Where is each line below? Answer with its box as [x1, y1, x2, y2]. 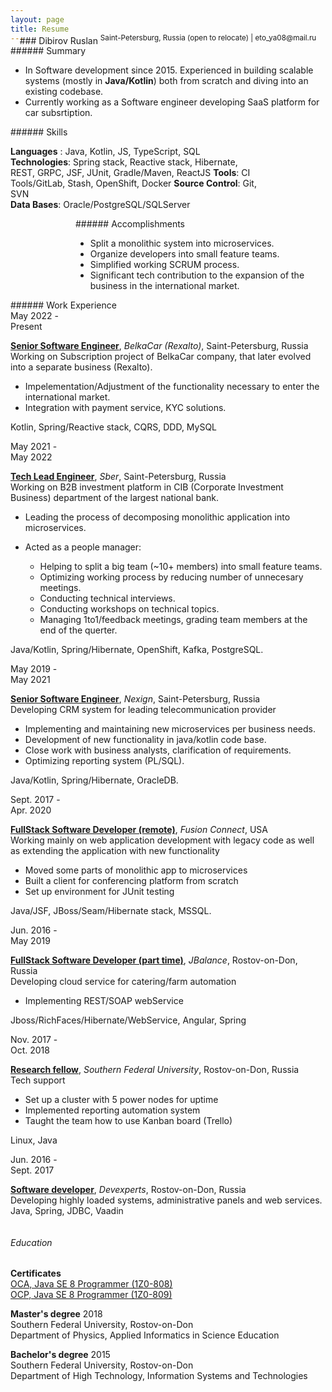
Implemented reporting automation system [24, 1104, 201, 1116]
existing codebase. [24, 86, 104, 98]
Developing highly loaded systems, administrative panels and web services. [10, 1194, 323, 1206]
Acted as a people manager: [24, 541, 142, 553]
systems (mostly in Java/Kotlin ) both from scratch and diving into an [24, 75, 309, 87]
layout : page [10, 14, 65, 25]
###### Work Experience [10, 299, 117, 311]
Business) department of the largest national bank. [10, 492, 219, 504]
